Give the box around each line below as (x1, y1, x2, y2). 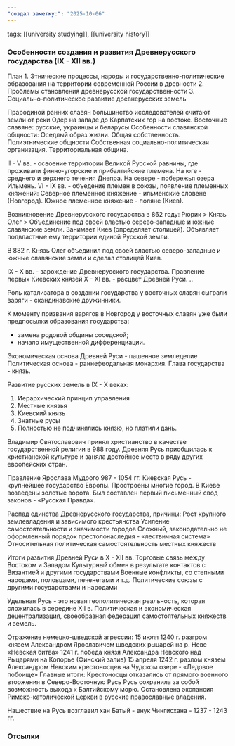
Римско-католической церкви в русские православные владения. (7, 693, 207, 701)
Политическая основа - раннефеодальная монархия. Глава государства (7, 359, 225, 367)
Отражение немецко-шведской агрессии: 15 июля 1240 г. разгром (7, 633, 208, 641)
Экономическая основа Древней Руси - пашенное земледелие (7, 351, 198, 360)
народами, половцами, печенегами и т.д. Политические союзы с (7, 575, 203, 584)
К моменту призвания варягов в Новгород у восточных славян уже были (7, 309, 228, 317)
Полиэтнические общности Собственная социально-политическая (7, 138, 209, 146)
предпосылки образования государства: (7, 317, 130, 325)
